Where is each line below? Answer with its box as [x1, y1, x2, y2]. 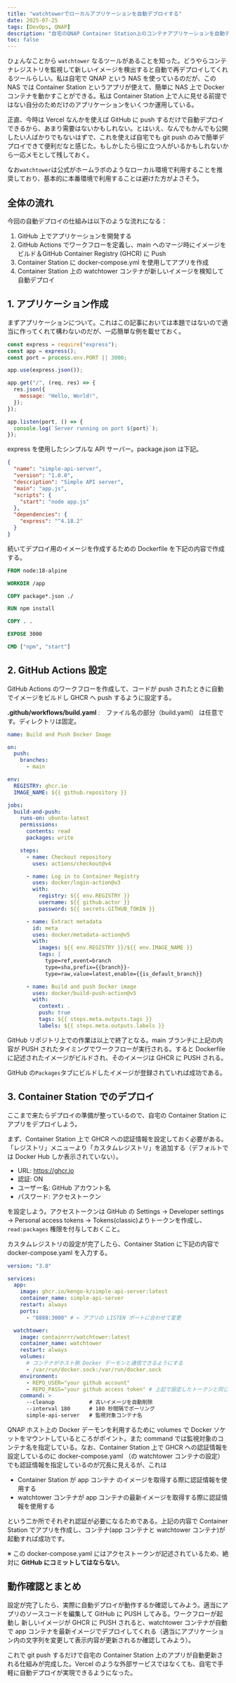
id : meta [32, 925, 58, 932]
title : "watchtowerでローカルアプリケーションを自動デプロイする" [7, 10, 183, 18]
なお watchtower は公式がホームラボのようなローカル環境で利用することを [7, 166, 217, 174]
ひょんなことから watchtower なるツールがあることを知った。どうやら [7, 57, 209, 65]
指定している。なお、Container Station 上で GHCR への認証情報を [37, 1443, 228, 1451]
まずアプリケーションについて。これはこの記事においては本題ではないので [7, 318, 223, 327]
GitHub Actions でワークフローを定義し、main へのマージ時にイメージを [17, 240, 227, 249]
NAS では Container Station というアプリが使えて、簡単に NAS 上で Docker [7, 83, 225, 91]
